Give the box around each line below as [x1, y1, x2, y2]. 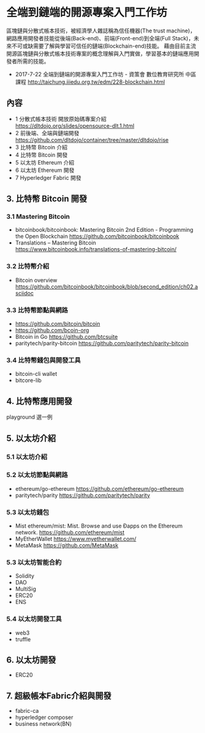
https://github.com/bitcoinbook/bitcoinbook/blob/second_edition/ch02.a [15, 282, 198, 290]
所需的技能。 [17, 57, 50, 65]
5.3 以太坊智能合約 [6, 558, 62, 566]
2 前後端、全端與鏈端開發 [15, 129, 80, 136]
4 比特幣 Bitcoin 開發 [15, 151, 68, 158]
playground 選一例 [6, 413, 53, 421]
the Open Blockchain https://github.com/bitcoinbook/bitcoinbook [15, 233, 179, 240]
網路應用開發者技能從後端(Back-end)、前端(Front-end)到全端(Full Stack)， [6, 34, 194, 42]
